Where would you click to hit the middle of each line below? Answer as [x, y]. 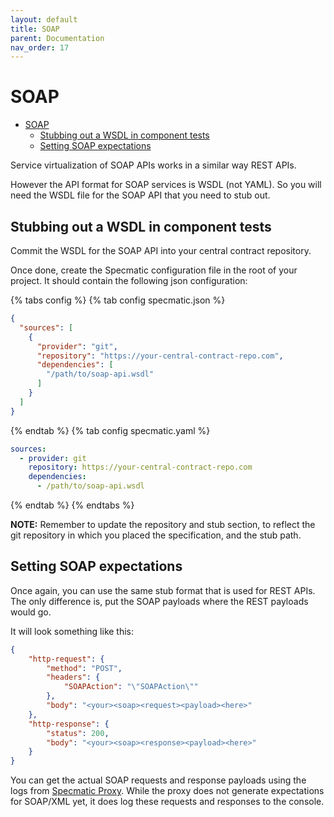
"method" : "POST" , [84, 668]
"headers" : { [73, 677]
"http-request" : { [66, 659]
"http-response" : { [69, 724]
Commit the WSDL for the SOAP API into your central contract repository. [161, 250]
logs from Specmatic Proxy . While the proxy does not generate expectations [167, 791]
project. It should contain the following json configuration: [129, 280]
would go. [31, 612]
